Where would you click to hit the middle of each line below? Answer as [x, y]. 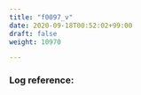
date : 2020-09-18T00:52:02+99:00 [71, 26]
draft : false [33, 33]
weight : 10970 [35, 42]
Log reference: [42, 80]
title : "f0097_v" [41, 17]
